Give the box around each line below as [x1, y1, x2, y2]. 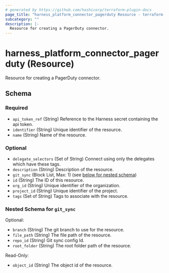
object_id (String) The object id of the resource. [12, 262, 113, 268]
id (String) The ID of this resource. [12, 177, 84, 183]
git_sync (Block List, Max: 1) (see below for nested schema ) [12, 172, 137, 178]
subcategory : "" [5, 17, 39, 22]
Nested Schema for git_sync [5, 205, 76, 212]
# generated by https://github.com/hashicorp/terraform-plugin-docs [5, 7, 152, 13]
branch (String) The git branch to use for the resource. [12, 227, 125, 233]
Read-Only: [5, 252, 29, 258]
